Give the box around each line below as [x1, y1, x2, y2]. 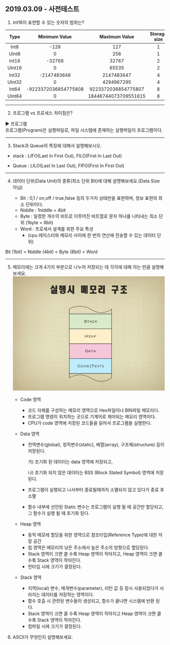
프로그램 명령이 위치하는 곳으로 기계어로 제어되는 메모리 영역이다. [27, 414, 156, 420]
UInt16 [7, 65, 22, 71]
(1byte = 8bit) [25, 219, 54, 225]
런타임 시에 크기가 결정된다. [27, 564, 82, 570]
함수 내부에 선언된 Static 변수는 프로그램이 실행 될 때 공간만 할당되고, [27, 504, 164, 510]
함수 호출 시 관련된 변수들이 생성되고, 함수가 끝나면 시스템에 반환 [27, 598, 155, 604]
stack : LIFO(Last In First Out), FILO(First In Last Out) [12, 152, 122, 159]
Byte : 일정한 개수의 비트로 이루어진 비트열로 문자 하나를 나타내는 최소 [20, 213, 158, 219]
